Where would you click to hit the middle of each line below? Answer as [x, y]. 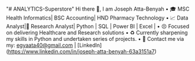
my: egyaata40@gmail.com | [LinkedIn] [54, 45]
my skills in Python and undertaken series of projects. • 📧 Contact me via [95, 39]
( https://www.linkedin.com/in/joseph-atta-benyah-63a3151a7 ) [81, 52]
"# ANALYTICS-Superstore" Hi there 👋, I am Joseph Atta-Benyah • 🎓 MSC [98, 9]
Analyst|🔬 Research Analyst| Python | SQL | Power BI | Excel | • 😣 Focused [98, 26]
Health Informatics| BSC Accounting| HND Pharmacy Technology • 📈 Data [97, 18]
